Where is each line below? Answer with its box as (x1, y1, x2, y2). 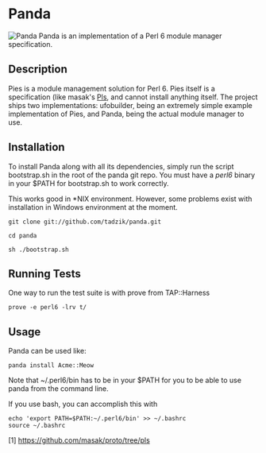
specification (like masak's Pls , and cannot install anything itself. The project (8, 92, 258, 102)
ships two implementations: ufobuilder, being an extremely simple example (8, 100, 253, 110)
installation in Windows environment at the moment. (8, 202, 179, 211)
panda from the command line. (8, 384, 109, 393)
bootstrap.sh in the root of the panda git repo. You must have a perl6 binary (8, 170, 256, 180)
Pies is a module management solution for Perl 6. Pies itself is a (8, 83, 216, 93)
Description (8, 63, 67, 76)
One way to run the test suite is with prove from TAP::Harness (8, 288, 210, 298)
